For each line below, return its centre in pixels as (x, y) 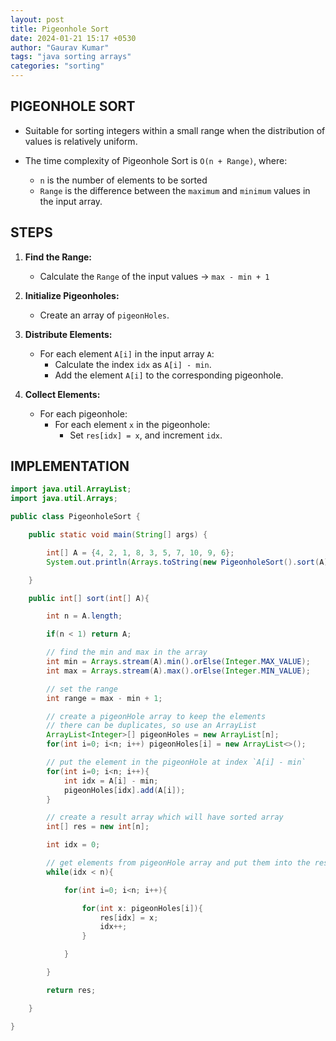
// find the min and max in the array (127, 652)
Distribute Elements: (68, 334)
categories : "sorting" (57, 66)
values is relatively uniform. (81, 141)
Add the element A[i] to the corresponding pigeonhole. (169, 375)
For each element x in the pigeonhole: (132, 424)
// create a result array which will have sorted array (165, 817)
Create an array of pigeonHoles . (104, 315)
